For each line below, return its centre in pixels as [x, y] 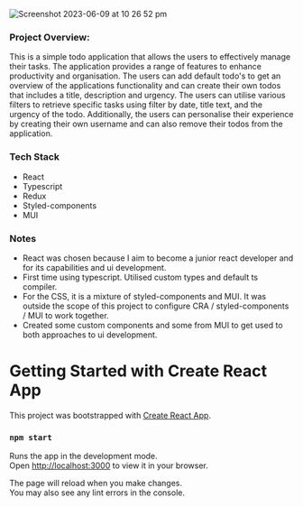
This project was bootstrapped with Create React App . [110, 415]
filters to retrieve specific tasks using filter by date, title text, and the [136, 105]
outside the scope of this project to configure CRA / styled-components [156, 306]
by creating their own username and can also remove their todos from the [146, 124]
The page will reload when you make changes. [96, 484]
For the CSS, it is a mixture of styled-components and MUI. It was [144, 296]
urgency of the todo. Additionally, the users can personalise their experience [151, 115]
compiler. [40, 286]
